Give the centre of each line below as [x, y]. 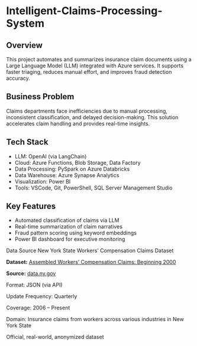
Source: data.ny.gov [31, 273]
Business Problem [40, 97]
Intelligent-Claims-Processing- [84, 11]
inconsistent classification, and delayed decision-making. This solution [92, 117]
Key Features [31, 206]
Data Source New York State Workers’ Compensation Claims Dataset [90, 251]
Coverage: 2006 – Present [38, 308]
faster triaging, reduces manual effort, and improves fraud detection [89, 72]
